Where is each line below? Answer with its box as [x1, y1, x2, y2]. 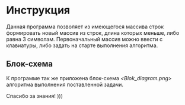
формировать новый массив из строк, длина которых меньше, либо [6, 29, 180, 36]
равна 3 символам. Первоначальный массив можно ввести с [6, 35, 163, 42]
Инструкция [6, 4, 70, 17]
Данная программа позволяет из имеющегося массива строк [6, 23, 164, 30]
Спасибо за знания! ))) [6, 92, 63, 99]
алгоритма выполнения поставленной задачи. [6, 81, 123, 88]
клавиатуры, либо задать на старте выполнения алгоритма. [6, 42, 158, 49]
